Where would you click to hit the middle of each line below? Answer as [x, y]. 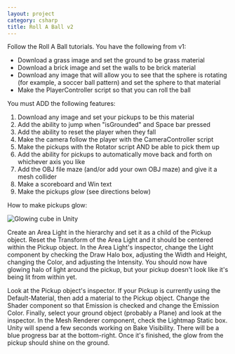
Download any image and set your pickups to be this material [106, 117]
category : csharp [33, 20]
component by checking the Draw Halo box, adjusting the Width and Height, [117, 255]
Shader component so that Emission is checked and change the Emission [113, 306]
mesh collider [37, 177]
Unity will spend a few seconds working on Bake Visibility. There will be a [113, 328]
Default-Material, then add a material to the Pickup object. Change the [109, 298]
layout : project [31, 14]
